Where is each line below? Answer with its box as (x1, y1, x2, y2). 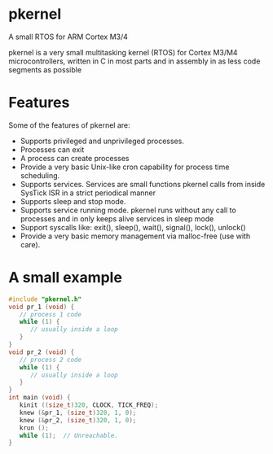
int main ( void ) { (8, 394, 71, 402)
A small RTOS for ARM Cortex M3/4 (8, 32, 129, 41)
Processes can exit (20, 144, 85, 155)
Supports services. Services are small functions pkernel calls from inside (20, 179, 266, 189)
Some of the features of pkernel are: (8, 120, 130, 130)
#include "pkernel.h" (8, 295, 82, 303)
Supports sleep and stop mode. (20, 196, 126, 206)
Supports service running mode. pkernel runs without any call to (20, 205, 236, 215)
